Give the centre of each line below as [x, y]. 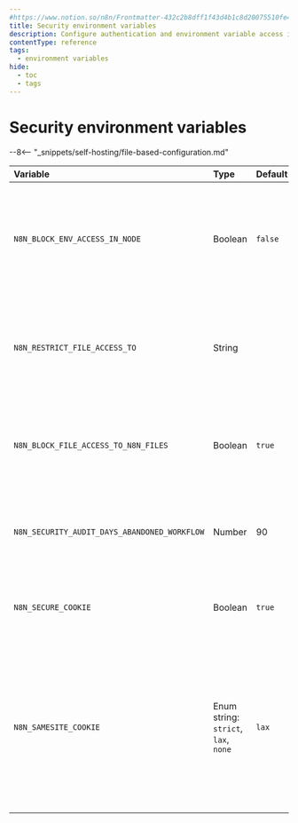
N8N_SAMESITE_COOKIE [57, 727]
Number [230, 532]
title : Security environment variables [83, 26]
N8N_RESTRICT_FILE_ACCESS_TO [75, 348]
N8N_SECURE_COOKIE [52, 607]
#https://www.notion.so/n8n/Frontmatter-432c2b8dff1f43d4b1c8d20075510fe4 [150, 17]
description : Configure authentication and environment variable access [146, 34]
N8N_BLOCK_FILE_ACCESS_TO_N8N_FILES [91, 445]
